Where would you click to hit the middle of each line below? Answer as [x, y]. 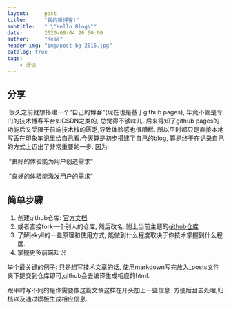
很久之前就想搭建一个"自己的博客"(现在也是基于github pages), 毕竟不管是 [113, 112]
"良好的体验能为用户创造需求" [51, 161]
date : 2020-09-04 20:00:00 [55, 33]
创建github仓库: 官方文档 [52, 218]
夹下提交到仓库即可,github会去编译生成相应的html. [79, 276]
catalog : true [28, 52]
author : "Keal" [35, 39]
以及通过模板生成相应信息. [50, 299]
